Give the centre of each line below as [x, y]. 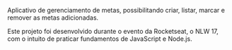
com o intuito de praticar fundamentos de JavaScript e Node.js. [100, 39]
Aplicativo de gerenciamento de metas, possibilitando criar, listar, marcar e [116, 10]
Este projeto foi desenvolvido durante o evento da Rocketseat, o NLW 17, [113, 31]
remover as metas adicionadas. [53, 18]
